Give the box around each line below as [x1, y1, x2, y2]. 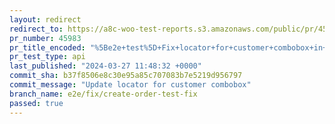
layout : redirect [9, 14, 82, 25]
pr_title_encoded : [9, 42, 86, 53]
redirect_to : [9, 24, 64, 34]
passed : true [9, 98, 64, 108]
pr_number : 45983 [9, 33, 82, 43]
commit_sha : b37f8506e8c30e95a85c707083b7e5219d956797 [9, 71, 243, 81]
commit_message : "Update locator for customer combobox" [9, 80, 252, 90]
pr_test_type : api [9, 52, 86, 62]
